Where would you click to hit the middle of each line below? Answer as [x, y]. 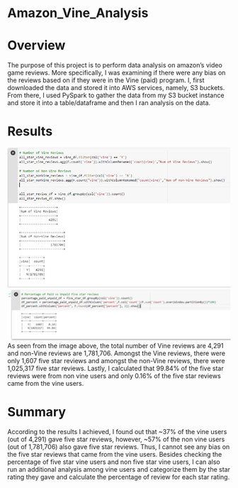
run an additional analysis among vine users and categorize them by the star [119, 470]
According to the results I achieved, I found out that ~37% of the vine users [117, 432]
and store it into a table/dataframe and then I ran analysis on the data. [109, 103]
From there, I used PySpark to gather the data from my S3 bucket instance [116, 95]
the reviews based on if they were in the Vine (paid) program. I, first [106, 80]
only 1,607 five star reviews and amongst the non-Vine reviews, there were [116, 361]
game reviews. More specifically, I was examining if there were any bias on [117, 73]
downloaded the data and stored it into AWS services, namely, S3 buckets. [116, 88]
